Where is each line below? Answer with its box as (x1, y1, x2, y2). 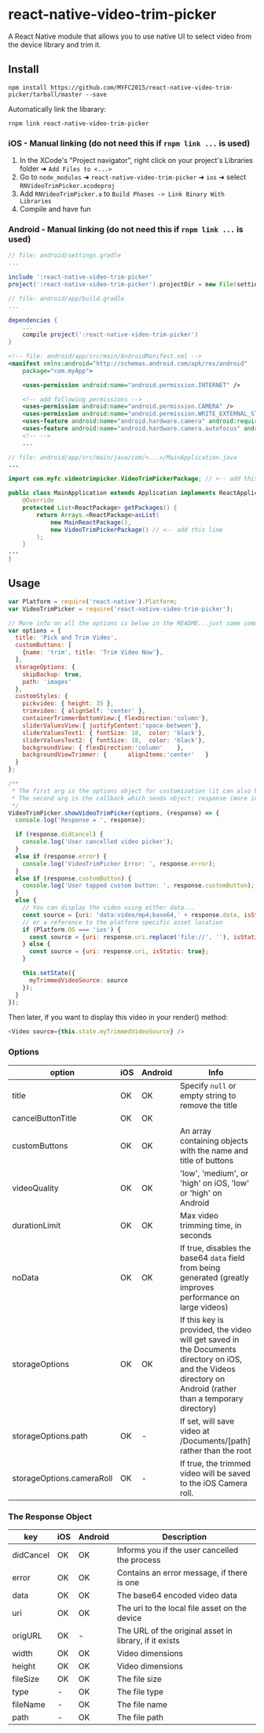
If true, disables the (179, 1242, 251, 1253)
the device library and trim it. (8, 39, 101, 49)
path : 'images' (22, 678, 72, 685)
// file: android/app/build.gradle (8, 294, 125, 302)
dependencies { (8, 316, 58, 324)
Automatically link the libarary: (8, 104, 107, 113)
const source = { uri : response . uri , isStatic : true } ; (28, 948, 210, 955)
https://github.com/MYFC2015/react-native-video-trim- (49, 83, 234, 91)
